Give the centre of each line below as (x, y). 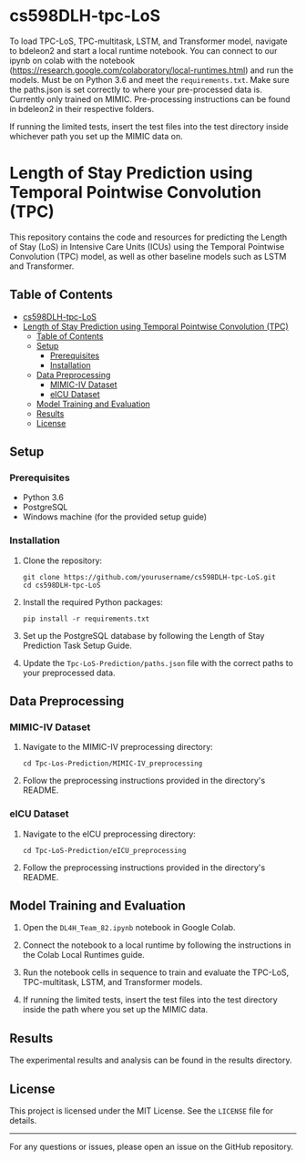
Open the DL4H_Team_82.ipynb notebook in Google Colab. (129, 928)
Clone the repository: (62, 560)
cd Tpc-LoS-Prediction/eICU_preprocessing (104, 850)
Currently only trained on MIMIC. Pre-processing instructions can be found (150, 99)
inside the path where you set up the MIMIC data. (115, 1010)
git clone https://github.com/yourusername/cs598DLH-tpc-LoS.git (149, 577)
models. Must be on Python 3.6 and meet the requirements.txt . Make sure (149, 79)
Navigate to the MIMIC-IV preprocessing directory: (118, 747)
